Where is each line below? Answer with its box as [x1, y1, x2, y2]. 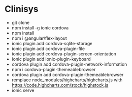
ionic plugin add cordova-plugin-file [11, 46, 85, 51]
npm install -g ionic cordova [11, 24, 69, 30]
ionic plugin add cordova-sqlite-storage [11, 40, 93, 46]
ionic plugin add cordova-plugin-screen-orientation [11, 50, 116, 57]
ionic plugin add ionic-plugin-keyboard [11, 56, 91, 62]
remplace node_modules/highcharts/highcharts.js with [11, 77, 123, 83]
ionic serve [11, 87, 34, 93]
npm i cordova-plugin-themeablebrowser [11, 66, 96, 72]
